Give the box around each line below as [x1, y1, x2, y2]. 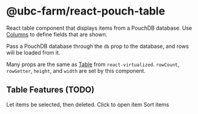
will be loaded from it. [6, 49, 61, 56]
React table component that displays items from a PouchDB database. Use [6, 24, 193, 32]
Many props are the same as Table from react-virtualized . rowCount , [6, 61, 180, 68]
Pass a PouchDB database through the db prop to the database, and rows [6, 42, 189, 50]
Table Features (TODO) [6, 85, 95, 95]
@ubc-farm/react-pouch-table [6, 4, 165, 18]
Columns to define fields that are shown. [6, 30, 108, 38]
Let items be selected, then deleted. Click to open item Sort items [6, 101, 170, 108]
